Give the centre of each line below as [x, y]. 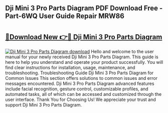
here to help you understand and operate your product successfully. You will [84, 62]
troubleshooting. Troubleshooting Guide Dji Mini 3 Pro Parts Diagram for [79, 73]
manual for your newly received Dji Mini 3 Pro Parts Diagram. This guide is [82, 57]
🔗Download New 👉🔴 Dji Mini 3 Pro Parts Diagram [84, 37]
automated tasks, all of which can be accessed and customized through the [83, 94]
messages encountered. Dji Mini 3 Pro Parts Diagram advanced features [80, 83]
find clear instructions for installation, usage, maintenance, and [70, 68]
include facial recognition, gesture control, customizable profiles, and [77, 89]
